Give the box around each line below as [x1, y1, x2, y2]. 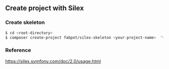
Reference [5, 47, 31, 54]
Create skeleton [5, 19, 45, 26]
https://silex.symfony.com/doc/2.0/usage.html [5, 58, 101, 64]
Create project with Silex [5, 4, 84, 12]
